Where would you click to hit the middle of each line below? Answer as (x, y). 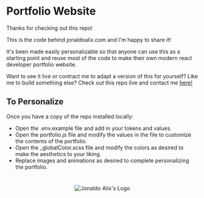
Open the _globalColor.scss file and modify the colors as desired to (99, 148)
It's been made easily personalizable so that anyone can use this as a (93, 51)
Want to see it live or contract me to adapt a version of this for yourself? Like (102, 76)
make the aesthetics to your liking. (58, 154)
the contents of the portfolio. (51, 141)
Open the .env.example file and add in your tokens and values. (93, 128)
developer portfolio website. (42, 64)
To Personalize (35, 102)
